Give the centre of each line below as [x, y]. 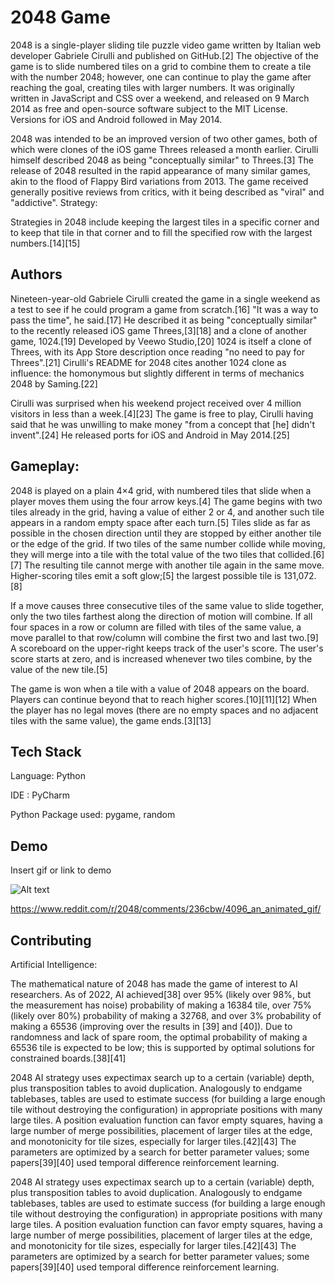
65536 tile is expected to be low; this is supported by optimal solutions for [163, 1047]
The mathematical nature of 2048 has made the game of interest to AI [154, 984]
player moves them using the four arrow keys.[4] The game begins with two [166, 501]
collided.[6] [301, 554]
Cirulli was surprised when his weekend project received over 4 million [156, 403]
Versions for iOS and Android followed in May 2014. [116, 119]
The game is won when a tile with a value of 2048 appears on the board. [160, 688]
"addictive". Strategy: [54, 202]
